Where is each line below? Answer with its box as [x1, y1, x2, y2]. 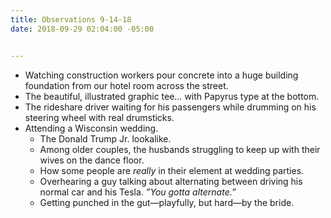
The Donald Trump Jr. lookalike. [39, 132, 172, 145]
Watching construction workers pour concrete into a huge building [24, 69, 299, 81]
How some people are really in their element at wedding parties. [39, 164, 305, 176]
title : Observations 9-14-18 [10, 14, 132, 25]
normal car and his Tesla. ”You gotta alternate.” [39, 186, 237, 198]
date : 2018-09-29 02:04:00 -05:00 [10, 24, 155, 34]
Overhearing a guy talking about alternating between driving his [39, 175, 303, 187]
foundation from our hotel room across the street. [24, 79, 229, 91]
